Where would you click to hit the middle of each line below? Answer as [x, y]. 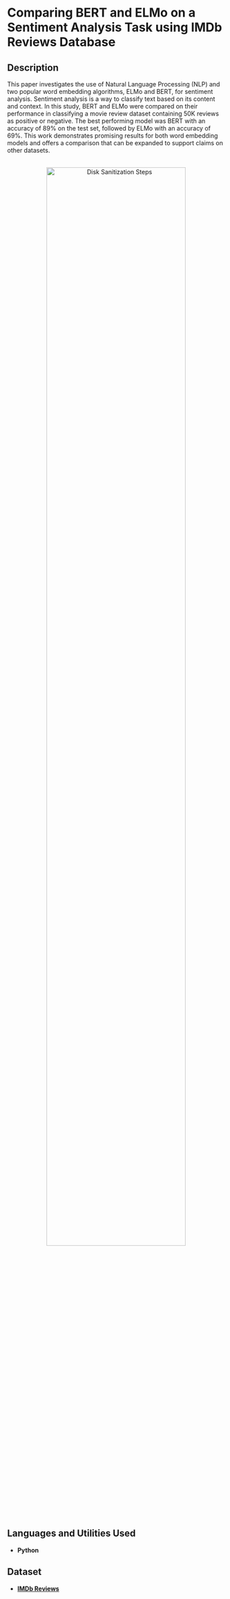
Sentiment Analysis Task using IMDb [115, 27]
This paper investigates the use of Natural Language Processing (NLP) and [114, 84]
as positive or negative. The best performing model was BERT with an [106, 121]
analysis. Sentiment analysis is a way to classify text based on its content [111, 99]
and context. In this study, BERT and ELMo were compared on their [103, 106]
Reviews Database [61, 42]
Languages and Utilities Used [71, 1534]
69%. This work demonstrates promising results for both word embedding [113, 135]
